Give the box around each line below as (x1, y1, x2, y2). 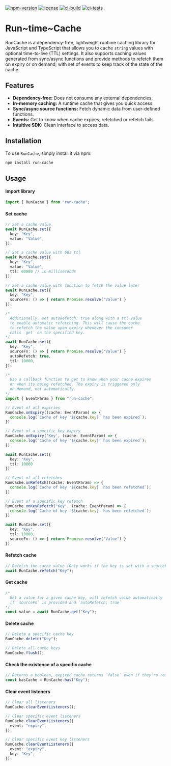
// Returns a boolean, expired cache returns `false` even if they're (5, 673, 158, 678)
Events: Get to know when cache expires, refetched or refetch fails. (12, 116, 155, 122)
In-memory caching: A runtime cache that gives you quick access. (12, 100, 154, 106)
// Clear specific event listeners (5, 714, 81, 719)
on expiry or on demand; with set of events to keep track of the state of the (5, 61, 163, 67)
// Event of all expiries (5, 405, 60, 410)
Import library (5, 188, 35, 195)
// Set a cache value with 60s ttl (5, 250, 81, 255)
